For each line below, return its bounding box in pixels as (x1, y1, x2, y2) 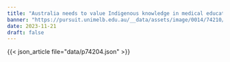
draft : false (7, 29, 44, 36)
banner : (7, 16, 29, 23)
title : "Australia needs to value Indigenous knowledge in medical (7, 10, 204, 17)
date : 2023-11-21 (7, 22, 57, 29)
